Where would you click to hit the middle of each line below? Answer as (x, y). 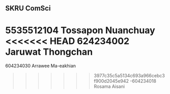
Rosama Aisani (109, 86)
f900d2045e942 (111, 81)
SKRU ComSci (28, 8)
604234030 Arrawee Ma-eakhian (41, 66)
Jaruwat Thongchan (49, 52)
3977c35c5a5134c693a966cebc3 (130, 76)
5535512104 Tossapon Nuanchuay (80, 30)
